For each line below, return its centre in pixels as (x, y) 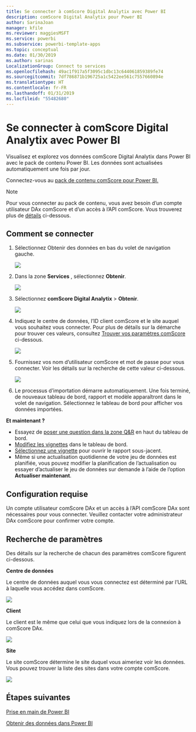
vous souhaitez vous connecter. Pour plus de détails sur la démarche (98, 327)
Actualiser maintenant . (43, 476)
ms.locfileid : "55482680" (37, 98)
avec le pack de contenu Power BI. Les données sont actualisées (84, 162)
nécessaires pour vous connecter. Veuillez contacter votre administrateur (94, 515)
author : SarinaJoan (30, 22)
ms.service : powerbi (31, 39)
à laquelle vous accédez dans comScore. (56, 588)
